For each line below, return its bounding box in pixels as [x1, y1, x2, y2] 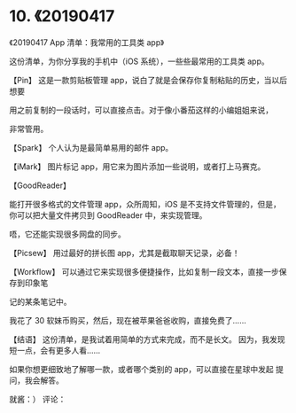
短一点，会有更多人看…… [9, 345, 101, 355]
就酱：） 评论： [9, 394, 66, 404]
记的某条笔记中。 [9, 296, 72, 307]
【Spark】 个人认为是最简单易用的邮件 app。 [9, 142, 174, 152]
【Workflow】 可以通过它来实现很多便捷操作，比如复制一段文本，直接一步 [9, 266, 279, 277]
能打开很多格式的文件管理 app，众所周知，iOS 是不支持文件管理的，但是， [9, 199, 281, 209]
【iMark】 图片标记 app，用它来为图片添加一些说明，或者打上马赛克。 [9, 160, 266, 172]
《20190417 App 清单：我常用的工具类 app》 [9, 36, 165, 48]
